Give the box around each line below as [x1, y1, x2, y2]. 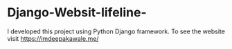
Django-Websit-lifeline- [7, 5, 147, 20]
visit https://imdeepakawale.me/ [7, 34, 99, 42]
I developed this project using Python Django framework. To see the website [7, 27, 225, 35]
